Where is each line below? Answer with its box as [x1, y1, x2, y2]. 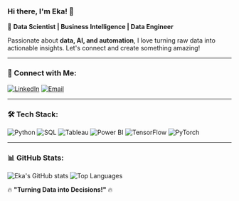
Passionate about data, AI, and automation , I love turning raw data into [7, 36, 216, 45]
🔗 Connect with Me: [7, 68, 77, 78]
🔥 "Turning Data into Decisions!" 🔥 [7, 185, 113, 194]
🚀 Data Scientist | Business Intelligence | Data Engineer [7, 23, 174, 31]
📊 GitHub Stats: [7, 153, 64, 163]
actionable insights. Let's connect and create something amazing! [7, 44, 201, 53]
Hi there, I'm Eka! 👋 [7, 6, 75, 16]
